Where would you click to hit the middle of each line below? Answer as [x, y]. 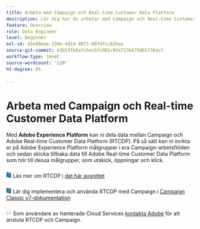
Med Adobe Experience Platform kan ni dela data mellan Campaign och [95, 135]
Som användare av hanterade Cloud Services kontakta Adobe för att [96, 213]
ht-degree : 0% [24, 69]
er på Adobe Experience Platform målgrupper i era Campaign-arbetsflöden [98, 148]
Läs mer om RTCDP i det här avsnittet [59, 176]
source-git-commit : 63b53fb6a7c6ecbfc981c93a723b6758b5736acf [85, 51]
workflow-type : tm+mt [33, 57]
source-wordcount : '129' [37, 63]
